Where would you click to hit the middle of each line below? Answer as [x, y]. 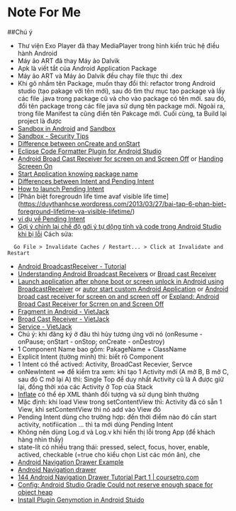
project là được [40, 120]
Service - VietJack [45, 326]
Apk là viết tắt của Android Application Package [87, 68]
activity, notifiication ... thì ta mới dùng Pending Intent [95, 424]
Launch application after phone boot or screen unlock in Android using [121, 281]
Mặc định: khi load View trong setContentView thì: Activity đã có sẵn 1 [120, 402]
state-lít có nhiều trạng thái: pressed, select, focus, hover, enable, [113, 447]
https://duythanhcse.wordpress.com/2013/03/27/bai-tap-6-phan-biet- [123, 203]
